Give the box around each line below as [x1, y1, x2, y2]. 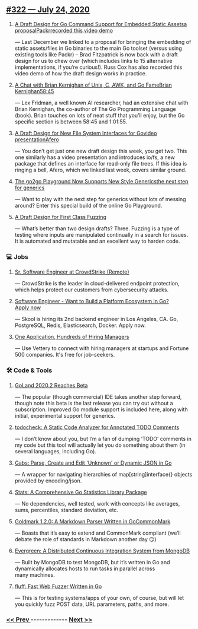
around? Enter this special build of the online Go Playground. [14, 202, 163, 209]
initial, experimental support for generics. [14, 412, 115, 420]
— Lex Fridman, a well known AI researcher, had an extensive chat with [14, 99, 189, 106]
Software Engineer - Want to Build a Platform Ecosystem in [14, 298, 158, 305]
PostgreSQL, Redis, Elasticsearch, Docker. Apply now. [14, 322, 146, 329]
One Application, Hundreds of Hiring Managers [14, 333, 129, 341]
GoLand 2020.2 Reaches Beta [14, 382, 88, 389]
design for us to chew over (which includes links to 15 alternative [14, 57, 173, 64]
